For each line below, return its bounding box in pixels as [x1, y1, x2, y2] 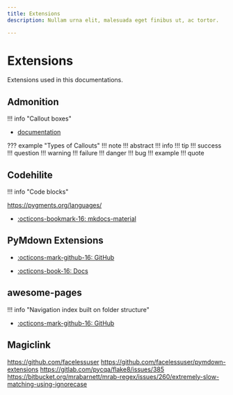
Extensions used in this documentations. [7, 76, 124, 84]
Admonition [7, 95, 59, 108]
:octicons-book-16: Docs [17, 266, 88, 275]
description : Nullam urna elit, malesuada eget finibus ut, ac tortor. [7, 17, 219, 24]
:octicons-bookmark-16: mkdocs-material [17, 215, 137, 223]
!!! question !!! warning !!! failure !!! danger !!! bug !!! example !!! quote [7, 149, 204, 157]
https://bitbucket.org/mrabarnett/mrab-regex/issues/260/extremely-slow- [7, 372, 220, 380]
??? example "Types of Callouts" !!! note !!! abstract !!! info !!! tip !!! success [7, 141, 222, 150]
